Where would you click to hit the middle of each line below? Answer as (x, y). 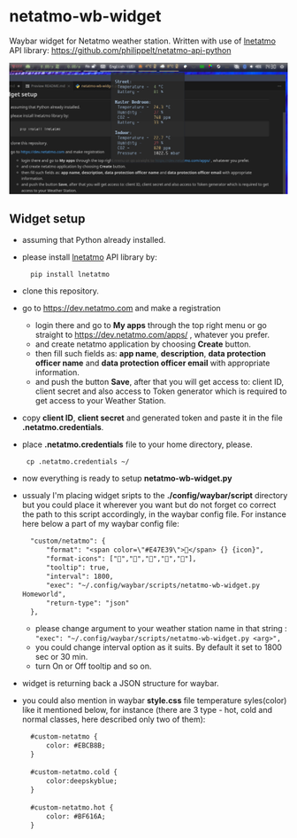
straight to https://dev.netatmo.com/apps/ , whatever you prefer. (152, 335)
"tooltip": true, (78, 568)
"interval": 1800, (80, 577)
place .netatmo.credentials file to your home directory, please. (137, 444)
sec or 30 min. (61, 657)
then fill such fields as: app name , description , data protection (151, 354)
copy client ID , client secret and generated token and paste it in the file (152, 418)
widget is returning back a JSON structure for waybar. (120, 684)
